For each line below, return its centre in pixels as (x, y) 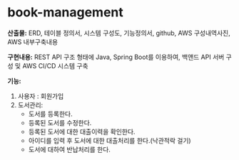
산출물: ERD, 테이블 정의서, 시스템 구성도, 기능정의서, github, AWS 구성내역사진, (119, 33)
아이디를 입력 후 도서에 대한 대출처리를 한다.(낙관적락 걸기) (110, 140)
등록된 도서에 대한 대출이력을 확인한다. (82, 132)
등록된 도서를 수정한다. (60, 122)
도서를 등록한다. (50, 114)
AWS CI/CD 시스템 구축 (55, 65)
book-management (65, 12)
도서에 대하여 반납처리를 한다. (69, 149)
